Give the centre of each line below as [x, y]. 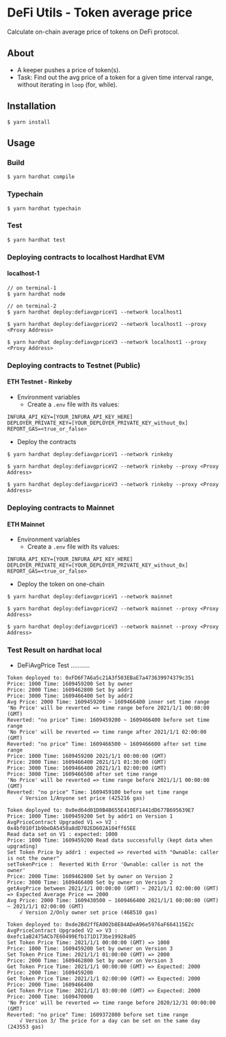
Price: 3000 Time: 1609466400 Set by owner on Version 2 [90, 882]
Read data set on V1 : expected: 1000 [62, 834]
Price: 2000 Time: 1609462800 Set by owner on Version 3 [90, 961]
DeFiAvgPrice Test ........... [53, 665]
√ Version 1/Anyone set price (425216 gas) [83, 798]
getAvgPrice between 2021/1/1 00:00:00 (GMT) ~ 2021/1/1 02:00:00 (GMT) [113, 888]
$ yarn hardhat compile [41, 177]
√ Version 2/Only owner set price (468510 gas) [88, 913]
